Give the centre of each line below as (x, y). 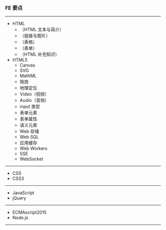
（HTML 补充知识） (40, 54)
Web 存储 (29, 131)
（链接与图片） (35, 36)
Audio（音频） (34, 100)
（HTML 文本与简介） (42, 30)
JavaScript (23, 193)
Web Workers (34, 149)
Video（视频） (34, 94)
